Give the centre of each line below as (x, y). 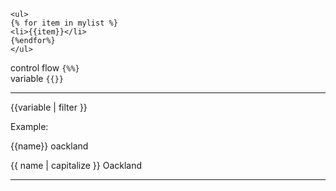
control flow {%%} (45, 68)
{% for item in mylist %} (64, 23)
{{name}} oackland (49, 146)
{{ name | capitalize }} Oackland (76, 165)
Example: (29, 126)
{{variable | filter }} (49, 107)
